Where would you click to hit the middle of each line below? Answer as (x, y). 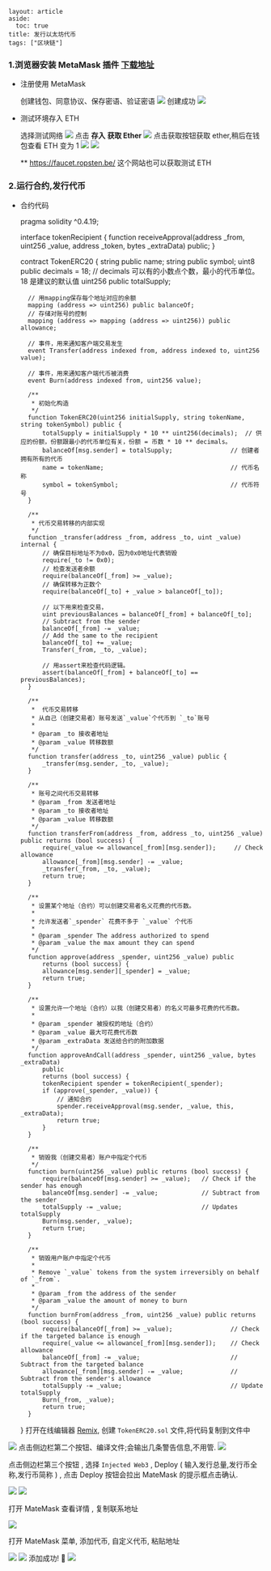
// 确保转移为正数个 (72, 584)
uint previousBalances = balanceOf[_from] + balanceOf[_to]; (147, 614)
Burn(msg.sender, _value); (87, 1221)
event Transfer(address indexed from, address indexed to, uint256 (144, 351)
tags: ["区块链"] (36, 43)
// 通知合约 (74, 1099)
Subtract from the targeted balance (82, 1365)
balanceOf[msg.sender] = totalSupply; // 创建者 (151, 450)
